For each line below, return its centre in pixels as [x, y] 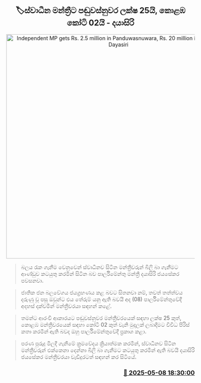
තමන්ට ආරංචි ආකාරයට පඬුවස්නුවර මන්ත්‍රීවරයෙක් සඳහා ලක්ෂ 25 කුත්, [101, 318]
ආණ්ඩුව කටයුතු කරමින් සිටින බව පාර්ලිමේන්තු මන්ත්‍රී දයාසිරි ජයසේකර [100, 273]
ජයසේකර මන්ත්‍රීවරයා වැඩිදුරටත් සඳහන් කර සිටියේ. [79, 357]
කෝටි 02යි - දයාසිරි [100, 23]
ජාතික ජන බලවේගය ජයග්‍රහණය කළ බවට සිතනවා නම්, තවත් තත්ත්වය [102, 292]
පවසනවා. [32, 280]
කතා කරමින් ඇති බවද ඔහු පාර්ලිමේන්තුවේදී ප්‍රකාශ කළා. [83, 331]
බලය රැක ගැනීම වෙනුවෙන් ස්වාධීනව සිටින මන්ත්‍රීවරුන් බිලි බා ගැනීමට [99, 267]
